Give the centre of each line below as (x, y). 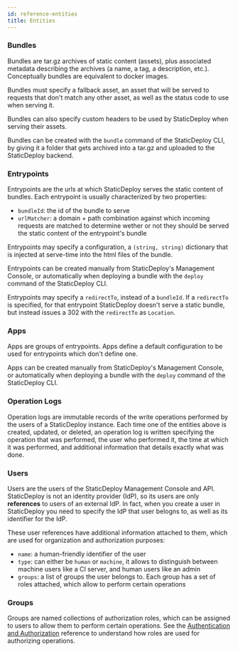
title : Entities (31, 21)
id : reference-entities (43, 14)
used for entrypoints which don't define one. (73, 354)
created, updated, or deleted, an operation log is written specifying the (111, 432)
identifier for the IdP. (37, 519)
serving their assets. (37, 126)
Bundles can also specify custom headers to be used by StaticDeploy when (118, 119)
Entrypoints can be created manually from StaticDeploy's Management (111, 268)
